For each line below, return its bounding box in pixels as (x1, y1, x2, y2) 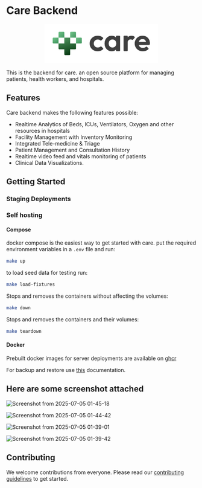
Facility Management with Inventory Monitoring (14, 133, 133, 141)
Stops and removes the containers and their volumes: (6, 315, 139, 323)
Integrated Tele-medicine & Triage (14, 140, 101, 147)
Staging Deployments (6, 194, 71, 203)
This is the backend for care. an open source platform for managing (6, 69, 175, 76)
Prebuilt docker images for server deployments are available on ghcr (6, 355, 177, 362)
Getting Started (6, 176, 66, 187)
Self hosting (6, 211, 43, 219)
